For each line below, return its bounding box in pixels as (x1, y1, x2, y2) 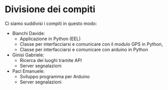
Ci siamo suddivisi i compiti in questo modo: (5, 20, 97, 26)
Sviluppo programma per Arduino (19, 73, 90, 79)
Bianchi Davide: (12, 30, 45, 36)
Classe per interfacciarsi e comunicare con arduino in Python (19, 46, 149, 52)
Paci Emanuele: (12, 68, 45, 74)
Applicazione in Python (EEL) (19, 36, 81, 42)
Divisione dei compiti (5, 4, 96, 15)
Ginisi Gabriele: (12, 52, 44, 58)
